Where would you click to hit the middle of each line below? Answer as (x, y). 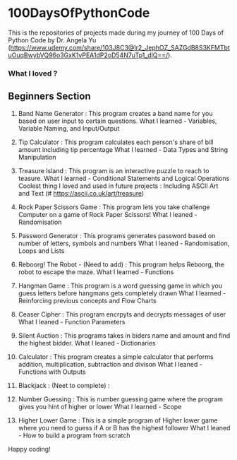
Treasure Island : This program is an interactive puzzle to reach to (114, 170)
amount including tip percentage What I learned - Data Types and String (123, 149)
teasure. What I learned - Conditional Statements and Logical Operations (124, 178)
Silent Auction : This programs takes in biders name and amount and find (124, 335)
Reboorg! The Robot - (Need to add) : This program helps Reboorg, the (121, 264)
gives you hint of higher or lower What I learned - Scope (100, 406)
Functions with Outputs (52, 372)
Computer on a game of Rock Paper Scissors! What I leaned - (108, 214)
